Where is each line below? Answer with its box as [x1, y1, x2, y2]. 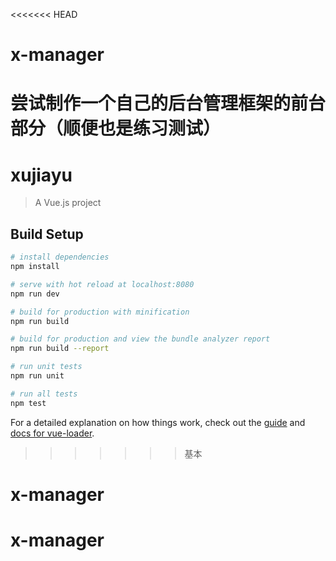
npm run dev [10, 289, 60, 299]
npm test [10, 398, 47, 408]
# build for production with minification [10, 307, 190, 317]
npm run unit [10, 371, 65, 381]
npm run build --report [10, 344, 110, 354]
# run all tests [10, 389, 78, 399]
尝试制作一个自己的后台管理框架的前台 [10, 92, 327, 115]
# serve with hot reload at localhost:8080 [10, 279, 195, 289]
